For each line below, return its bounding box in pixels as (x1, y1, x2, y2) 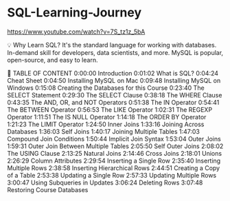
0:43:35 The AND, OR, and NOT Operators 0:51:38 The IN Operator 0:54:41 (7, 98, 220, 106)
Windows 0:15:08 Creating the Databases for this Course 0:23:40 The (7, 84, 205, 92)
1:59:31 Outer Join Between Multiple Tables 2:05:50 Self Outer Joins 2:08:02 (7, 142, 224, 150)
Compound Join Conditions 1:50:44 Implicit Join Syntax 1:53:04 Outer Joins (7, 134, 221, 143)
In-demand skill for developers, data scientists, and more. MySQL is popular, (7, 48, 224, 56)
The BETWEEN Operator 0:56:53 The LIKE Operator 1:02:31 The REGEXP (7, 105, 213, 114)
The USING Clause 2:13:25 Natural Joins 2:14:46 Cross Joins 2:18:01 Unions (7, 149, 222, 157)
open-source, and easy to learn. (7, 56, 98, 64)
